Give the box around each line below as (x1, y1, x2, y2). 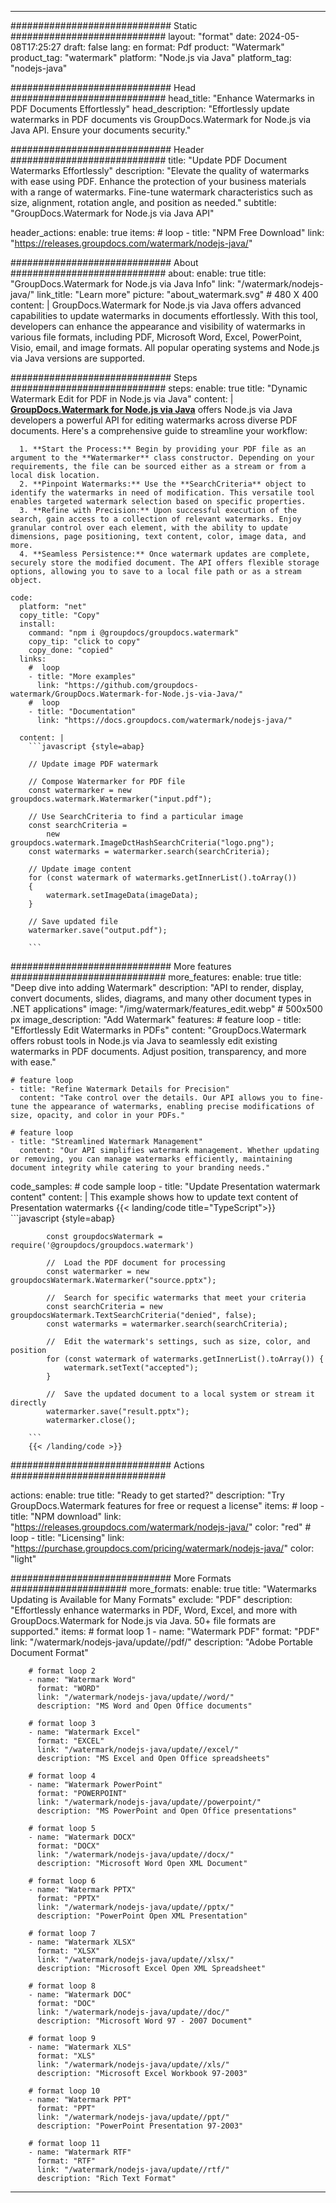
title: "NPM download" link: (10, 1511, 122, 1522)
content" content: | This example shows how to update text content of (10, 1191, 299, 1203)
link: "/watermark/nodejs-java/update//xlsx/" (36, 1955, 235, 1965)
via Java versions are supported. (10, 352, 146, 364)
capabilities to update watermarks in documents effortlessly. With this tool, (10, 310, 318, 321)
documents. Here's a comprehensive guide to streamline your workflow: (10, 425, 308, 436)
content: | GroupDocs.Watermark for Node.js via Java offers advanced (10, 299, 302, 311)
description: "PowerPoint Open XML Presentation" (36, 1911, 248, 1921)
